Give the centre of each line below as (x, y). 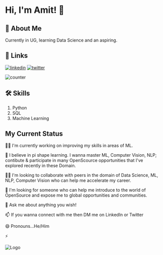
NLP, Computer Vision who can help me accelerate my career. (68, 180)
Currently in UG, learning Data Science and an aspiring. (61, 40)
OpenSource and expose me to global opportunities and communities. (76, 195)
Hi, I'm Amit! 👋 (35, 10)
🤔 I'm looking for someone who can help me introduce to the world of (76, 190)
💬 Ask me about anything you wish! (41, 205)
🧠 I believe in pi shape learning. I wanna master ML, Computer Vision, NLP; (81, 155)
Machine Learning (31, 118)
